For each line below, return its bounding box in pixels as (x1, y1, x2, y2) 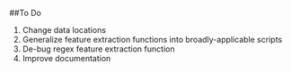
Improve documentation (22, 53, 111, 63)
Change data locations (22, 25, 106, 35)
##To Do (9, 8, 42, 18)
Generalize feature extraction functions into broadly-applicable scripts (22, 35, 283, 44)
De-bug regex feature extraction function (22, 44, 175, 54)
